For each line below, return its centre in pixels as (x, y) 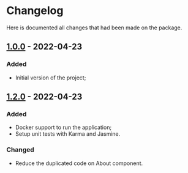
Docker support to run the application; (63, 127)
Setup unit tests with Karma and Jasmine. (68, 134)
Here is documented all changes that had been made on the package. (94, 28)
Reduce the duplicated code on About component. (79, 163)
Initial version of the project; (51, 78)
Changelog (35, 11)
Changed (21, 150)
